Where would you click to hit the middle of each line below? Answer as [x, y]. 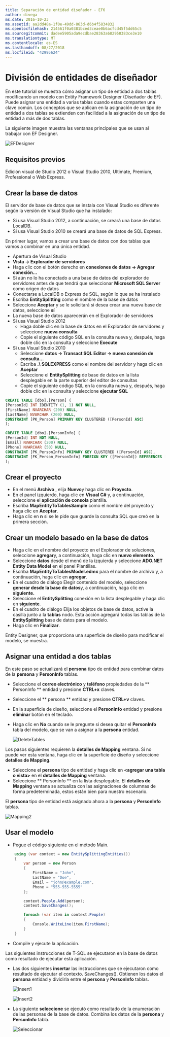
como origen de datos [36, 289]
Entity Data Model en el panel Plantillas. [55, 566]
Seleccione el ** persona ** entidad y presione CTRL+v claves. [79, 699]
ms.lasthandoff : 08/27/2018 [35, 48]
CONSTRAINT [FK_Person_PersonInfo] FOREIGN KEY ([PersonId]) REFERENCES [84, 457]
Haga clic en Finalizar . [36, 626]
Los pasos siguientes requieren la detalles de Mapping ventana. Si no [78, 749]
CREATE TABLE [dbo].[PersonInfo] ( [43, 433]
